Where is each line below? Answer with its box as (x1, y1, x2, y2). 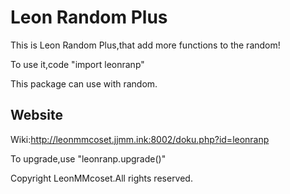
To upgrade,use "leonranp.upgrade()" (10, 152, 167, 165)
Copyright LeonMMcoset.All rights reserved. (10, 172, 193, 184)
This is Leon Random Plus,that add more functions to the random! (10, 39, 281, 51)
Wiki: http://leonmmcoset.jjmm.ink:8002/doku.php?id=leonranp (10, 133, 270, 145)
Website (10, 107, 63, 124)
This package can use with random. (10, 77, 158, 90)
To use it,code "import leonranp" (10, 58, 145, 70)
